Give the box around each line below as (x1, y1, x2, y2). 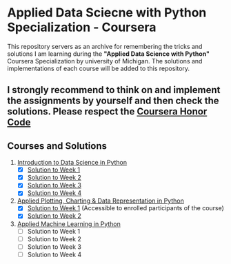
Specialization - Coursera (7, 19, 157, 35)
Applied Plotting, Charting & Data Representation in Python (17, 196, 184, 205)
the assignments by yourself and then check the (7, 95, 219, 107)
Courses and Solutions (7, 140, 108, 152)
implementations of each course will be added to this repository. (7, 64, 190, 72)
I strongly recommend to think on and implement (7, 84, 221, 96)
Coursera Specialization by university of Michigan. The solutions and (7, 57, 203, 65)
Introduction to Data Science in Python (17, 159, 128, 167)
